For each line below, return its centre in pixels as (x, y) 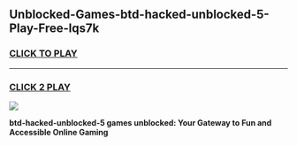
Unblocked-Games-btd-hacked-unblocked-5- (139, 15)
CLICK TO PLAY (43, 54)
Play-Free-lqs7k (54, 29)
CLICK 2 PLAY (40, 87)
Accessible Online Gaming (59, 132)
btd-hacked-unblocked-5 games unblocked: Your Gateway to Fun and (141, 122)
